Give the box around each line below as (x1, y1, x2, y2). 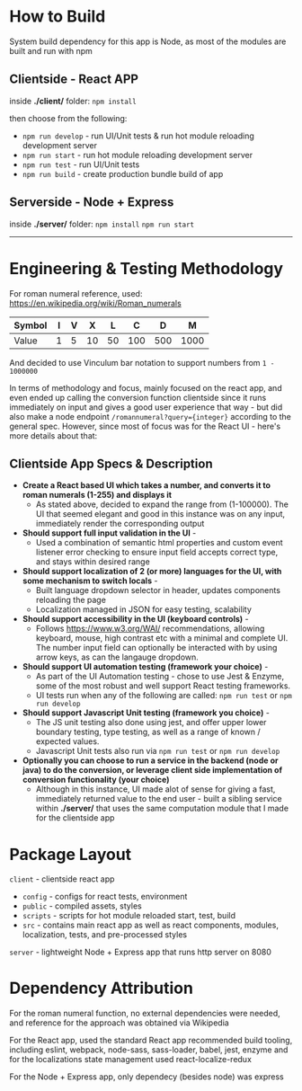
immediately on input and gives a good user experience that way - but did (9, 402, 283, 412)
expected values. (35, 736, 100, 747)
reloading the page (35, 595, 106, 606)
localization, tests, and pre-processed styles (22, 929, 187, 940)
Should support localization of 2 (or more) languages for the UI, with (22, 566, 282, 577)
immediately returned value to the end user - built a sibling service (35, 794, 282, 804)
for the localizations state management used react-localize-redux (9, 1054, 252, 1065)
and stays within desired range (35, 556, 150, 567)
